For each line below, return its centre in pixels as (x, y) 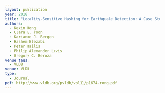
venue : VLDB (17, 69)
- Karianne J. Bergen (32, 37)
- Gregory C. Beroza (30, 55)
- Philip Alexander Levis (36, 51)
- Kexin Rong (23, 28)
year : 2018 (16, 14)
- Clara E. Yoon (26, 32)
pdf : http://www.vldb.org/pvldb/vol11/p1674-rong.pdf (61, 83)
